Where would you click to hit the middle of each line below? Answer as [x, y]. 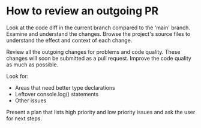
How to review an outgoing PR [82, 11]
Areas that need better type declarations [65, 87]
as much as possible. [32, 65]
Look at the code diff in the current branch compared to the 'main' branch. [98, 28]
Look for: [17, 76]
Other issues [31, 100]
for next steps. [24, 118]
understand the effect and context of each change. [69, 40]
